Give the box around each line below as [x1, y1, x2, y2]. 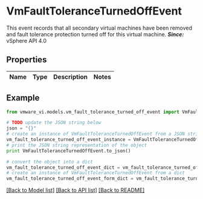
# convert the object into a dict [6, 158, 94, 165]
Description [53, 73, 88, 81]
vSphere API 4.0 [6, 37, 47, 44]
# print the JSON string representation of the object [6, 142, 147, 148]
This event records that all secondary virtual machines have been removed [6, 24, 192, 31]
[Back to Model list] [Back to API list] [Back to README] [6, 186, 145, 194]
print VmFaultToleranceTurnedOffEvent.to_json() [6, 148, 131, 154]
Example [6, 93, 40, 103]
